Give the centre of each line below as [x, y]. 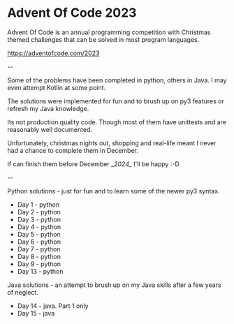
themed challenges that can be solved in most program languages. [103, 39]
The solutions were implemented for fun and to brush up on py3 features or [116, 101]
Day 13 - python [40, 271]
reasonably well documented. [50, 129]
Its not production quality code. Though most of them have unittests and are [117, 122]
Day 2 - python [39, 212]
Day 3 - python [39, 219]
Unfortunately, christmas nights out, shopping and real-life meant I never [112, 143]
